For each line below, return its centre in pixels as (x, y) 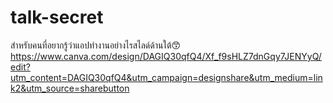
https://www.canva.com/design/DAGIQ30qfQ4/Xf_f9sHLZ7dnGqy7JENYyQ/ (166, 56)
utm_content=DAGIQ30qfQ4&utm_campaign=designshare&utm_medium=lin (166, 77)
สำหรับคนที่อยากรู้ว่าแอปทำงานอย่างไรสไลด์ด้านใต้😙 (96, 45)
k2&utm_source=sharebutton (70, 88)
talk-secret (57, 17)
